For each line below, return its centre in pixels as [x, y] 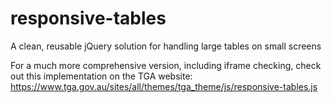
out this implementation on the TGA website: [101, 76]
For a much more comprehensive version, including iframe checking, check [166, 65]
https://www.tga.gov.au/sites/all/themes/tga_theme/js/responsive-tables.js [164, 86]
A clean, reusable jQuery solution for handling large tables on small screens [166, 46]
